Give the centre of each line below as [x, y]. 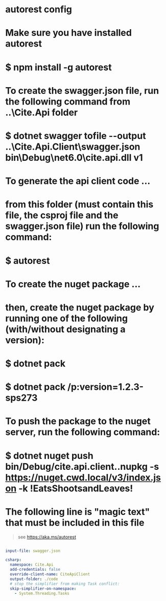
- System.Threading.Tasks [42, 593]
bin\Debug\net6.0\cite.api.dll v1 [74, 158]
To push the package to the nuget [78, 421]
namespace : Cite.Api [32, 565]
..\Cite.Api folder [42, 112]
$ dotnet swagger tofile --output [76, 136]
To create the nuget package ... [73, 284]
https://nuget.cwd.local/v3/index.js [83, 477]
